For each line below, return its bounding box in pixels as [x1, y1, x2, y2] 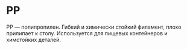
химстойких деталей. [6, 36, 62, 43]
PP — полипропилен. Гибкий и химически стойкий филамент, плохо [6, 23, 182, 30]
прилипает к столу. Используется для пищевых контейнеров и [6, 29, 168, 36]
